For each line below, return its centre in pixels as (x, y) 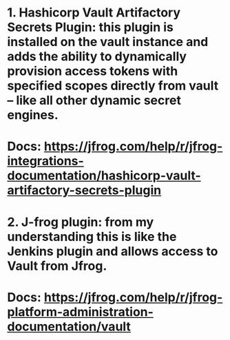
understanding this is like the (92, 236)
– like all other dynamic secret (94, 100)
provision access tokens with (93, 71)
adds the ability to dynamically (97, 57)
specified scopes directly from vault (113, 86)
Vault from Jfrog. (57, 266)
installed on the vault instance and (108, 42)
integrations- (45, 161)
